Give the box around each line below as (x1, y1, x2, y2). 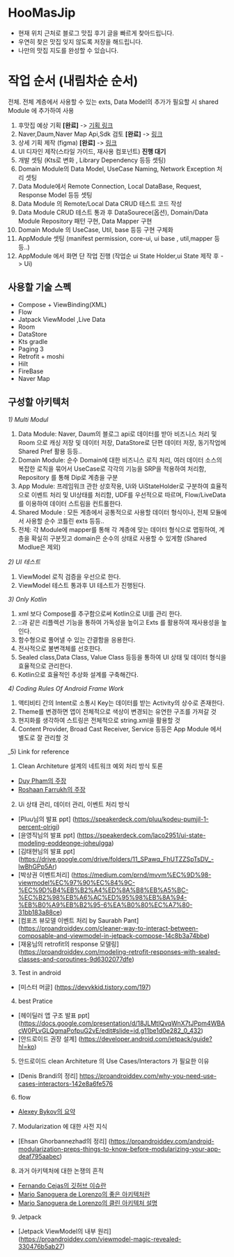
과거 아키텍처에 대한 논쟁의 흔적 (17, 1166, 104, 1175)
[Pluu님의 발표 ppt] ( (17, 815, 75, 823)
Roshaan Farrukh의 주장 (17, 785, 86, 793)
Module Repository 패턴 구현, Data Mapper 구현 (17, 217, 153, 225)
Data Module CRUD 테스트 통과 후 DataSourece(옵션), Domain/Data (17, 208, 208, 217)
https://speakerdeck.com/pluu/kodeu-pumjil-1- (75, 815, 210, 823)
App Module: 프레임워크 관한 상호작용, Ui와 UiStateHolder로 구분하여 (17, 482, 209, 490)
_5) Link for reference (8, 747, 70, 756)
